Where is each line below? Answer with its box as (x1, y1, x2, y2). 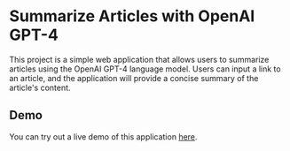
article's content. (9, 82, 71, 93)
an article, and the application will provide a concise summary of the (9, 72, 259, 83)
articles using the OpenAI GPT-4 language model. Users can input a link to (9, 64, 281, 74)
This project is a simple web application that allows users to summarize (9, 54, 270, 64)
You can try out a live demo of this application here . (9, 131, 198, 142)
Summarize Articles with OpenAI (9, 6, 255, 26)
